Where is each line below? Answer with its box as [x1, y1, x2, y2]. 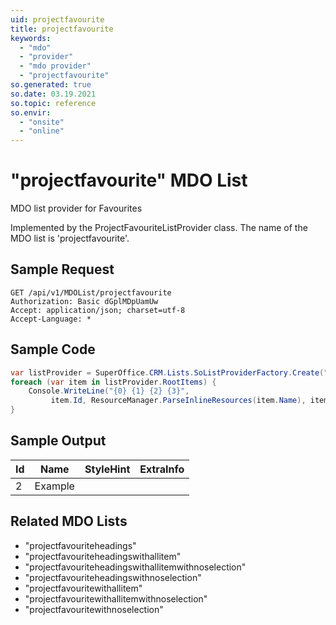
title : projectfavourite [10, 24, 114, 34]
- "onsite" [19, 117, 65, 127]
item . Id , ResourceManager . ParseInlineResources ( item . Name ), [50, 396, 307, 406]
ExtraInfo [139, 462, 185, 476]
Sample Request [10, 261, 115, 278]
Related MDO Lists [10, 513, 128, 530]
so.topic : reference [10, 98, 97, 108]
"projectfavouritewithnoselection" [24, 603, 164, 615]
